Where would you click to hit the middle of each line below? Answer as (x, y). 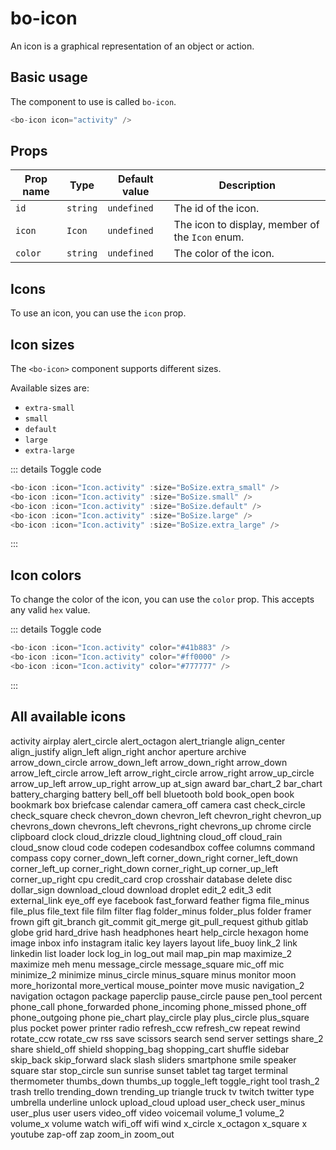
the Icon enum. (209, 237)
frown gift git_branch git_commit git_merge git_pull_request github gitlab (159, 921)
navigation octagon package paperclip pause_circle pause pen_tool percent (166, 996)
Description (247, 185)
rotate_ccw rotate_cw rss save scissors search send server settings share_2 (167, 1038)
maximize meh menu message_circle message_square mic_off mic (147, 964)
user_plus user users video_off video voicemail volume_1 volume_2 (147, 1113)
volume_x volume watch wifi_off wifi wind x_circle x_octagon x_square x (159, 1123)
